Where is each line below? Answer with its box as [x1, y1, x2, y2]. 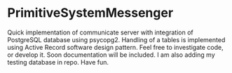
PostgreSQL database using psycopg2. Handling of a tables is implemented [7, 35, 226, 44]
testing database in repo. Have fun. [7, 58, 109, 66]
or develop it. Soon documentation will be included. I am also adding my [7, 51, 215, 59]
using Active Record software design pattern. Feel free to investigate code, [7, 43, 224, 51]
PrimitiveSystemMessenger [7, 5, 174, 21]
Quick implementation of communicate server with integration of [7, 28, 194, 36]
